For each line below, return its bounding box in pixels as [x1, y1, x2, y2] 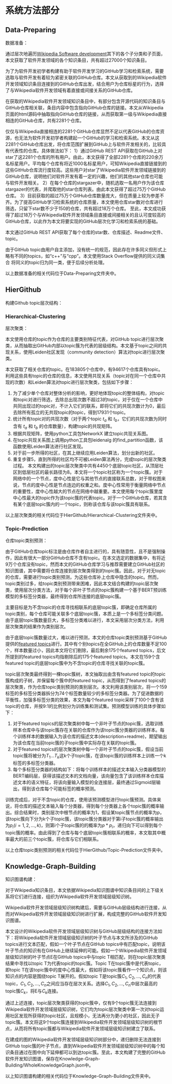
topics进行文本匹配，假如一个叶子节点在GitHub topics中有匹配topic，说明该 [5, 941, 166, 947]
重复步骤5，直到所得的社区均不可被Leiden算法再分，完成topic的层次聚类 [12, 456, 167, 462]
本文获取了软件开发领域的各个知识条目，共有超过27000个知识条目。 [5, 57, 150, 63]
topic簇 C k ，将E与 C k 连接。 [5, 988, 61, 995]
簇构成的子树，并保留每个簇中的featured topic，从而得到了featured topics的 [5, 678, 166, 683]
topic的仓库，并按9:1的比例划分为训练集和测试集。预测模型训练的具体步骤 [5, 703, 162, 709]
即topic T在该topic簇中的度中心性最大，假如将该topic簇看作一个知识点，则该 [5, 967, 167, 973]
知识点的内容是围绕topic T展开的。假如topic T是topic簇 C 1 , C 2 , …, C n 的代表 [5, 973, 162, 981]
